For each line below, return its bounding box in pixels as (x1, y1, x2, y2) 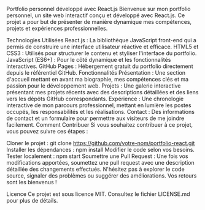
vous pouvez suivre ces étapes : (6, 128, 88, 135)
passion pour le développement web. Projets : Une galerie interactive (6, 82, 181, 89)
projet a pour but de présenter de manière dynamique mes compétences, (6, 18, 192, 25)
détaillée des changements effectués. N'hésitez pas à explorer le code (6, 165, 185, 173)
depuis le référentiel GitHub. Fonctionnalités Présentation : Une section (6, 69, 186, 76)
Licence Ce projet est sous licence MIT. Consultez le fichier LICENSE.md (6, 190, 190, 198)
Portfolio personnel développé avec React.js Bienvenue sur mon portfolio (6, 6, 191, 12)
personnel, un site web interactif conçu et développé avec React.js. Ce (6, 12, 185, 19)
